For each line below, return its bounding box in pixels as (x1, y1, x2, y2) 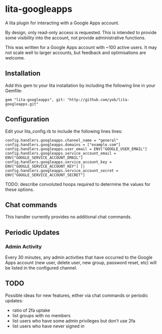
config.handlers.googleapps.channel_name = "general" (5, 138, 119, 143)
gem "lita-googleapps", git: (5, 97, 65, 102)
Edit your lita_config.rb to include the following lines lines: (5, 128, 123, 134)
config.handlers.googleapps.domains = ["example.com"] (5, 142, 121, 147)
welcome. (5, 55, 25, 60)
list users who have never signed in (12, 323, 85, 329)
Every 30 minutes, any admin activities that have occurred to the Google (5, 254, 153, 261)
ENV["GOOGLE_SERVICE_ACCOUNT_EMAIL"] (5, 155, 83, 160)
